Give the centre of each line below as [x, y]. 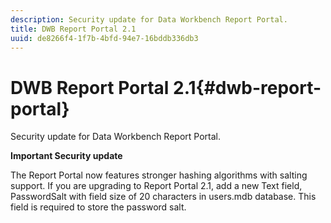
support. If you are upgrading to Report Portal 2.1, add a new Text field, [156, 186]
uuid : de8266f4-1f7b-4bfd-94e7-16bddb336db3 [104, 38]
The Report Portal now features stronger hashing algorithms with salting [159, 175]
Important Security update [66, 156]
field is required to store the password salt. [98, 207]
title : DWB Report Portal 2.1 [73, 29]
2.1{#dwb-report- [247, 87]
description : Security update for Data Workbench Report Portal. [149, 19]
